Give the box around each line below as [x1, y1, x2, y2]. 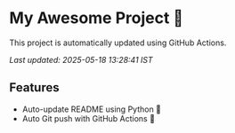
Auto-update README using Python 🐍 [21, 104, 162, 114]
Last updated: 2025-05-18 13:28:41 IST [9, 54, 153, 65]
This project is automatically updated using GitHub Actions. [9, 37, 227, 48]
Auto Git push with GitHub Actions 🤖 [21, 113, 156, 123]
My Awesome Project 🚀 [9, 8, 184, 28]
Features [9, 80, 60, 96]
